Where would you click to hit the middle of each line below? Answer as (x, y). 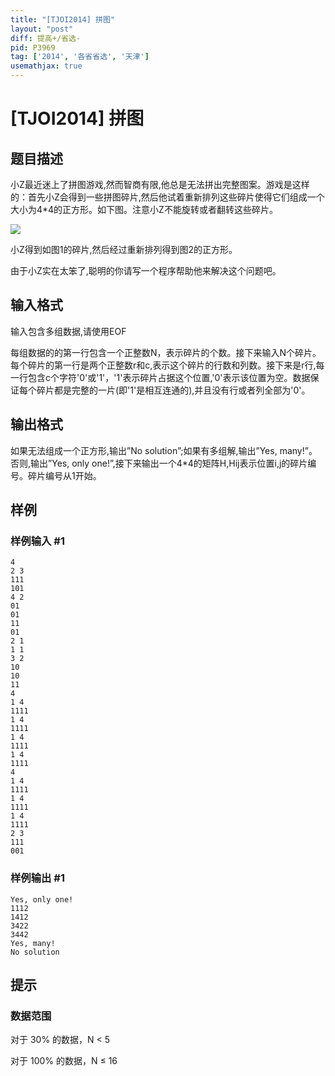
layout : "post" (42, 29)
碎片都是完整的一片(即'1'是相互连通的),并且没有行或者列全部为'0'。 (173, 390)
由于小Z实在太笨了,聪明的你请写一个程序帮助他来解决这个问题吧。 (146, 270)
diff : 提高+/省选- (46, 38)
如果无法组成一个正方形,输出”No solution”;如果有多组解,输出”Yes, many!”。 (164, 450)
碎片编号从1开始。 (64, 475)
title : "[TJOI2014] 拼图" (62, 19)
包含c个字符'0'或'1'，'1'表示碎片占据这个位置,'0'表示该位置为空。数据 (169, 377)
